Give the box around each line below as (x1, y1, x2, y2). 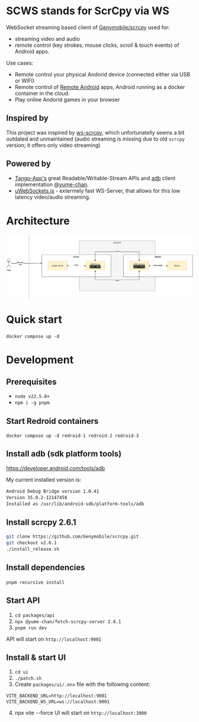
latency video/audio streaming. (14, 193, 91, 200)
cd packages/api (14, 612, 55, 618)
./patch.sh (14, 676, 42, 682)
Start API (6, 596, 40, 606)
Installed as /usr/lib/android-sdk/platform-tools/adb (6, 501, 145, 507)
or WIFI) (14, 77, 35, 84)
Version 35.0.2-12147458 (6, 494, 68, 500)
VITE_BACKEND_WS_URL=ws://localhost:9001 (6, 699, 110, 705)
